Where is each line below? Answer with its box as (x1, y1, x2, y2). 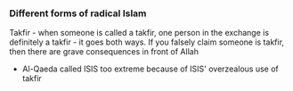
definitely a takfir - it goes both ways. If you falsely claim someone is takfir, (9, 37, 285, 47)
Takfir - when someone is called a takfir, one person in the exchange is (9, 28, 270, 38)
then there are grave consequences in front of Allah (9, 46, 199, 57)
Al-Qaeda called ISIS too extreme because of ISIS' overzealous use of (21, 63, 279, 74)
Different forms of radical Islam (9, 7, 147, 20)
